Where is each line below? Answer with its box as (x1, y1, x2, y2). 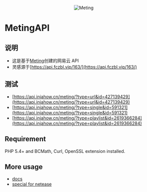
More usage (5, 163, 43, 171)
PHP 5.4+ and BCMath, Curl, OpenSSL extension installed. (5, 148, 125, 154)
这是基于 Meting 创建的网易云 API (12, 58, 79, 64)
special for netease (12, 181, 52, 187)
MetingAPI (5, 23, 50, 34)
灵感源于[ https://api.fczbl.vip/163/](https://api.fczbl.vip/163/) (12, 64, 137, 70)
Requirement (5, 135, 46, 143)
